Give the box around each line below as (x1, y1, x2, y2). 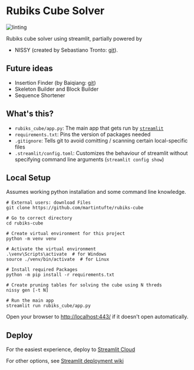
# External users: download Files (6, 200, 91, 206)
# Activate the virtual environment (6, 246, 96, 252)
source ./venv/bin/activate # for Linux (6, 256, 110, 263)
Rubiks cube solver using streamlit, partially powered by (6, 35, 143, 42)
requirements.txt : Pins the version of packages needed (14, 131, 151, 138)
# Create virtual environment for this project (6, 231, 126, 237)
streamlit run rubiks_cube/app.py (6, 303, 91, 309)
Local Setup (6, 173, 51, 183)
